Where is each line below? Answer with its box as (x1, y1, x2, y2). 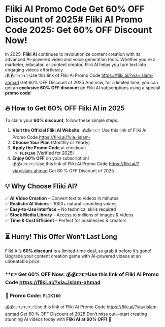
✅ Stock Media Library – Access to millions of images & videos (5, 212, 134, 218)
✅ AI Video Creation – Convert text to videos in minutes (5, 195, 119, 201)
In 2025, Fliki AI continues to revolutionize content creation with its (5, 51, 141, 57)
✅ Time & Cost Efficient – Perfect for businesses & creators (5, 217, 127, 223)
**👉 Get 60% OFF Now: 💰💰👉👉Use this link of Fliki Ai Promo (5, 271, 159, 278)
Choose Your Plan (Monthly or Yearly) (12, 139, 90, 145)
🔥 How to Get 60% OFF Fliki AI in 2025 (5, 104, 125, 113)
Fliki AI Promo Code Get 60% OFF (5, 3, 145, 15)
